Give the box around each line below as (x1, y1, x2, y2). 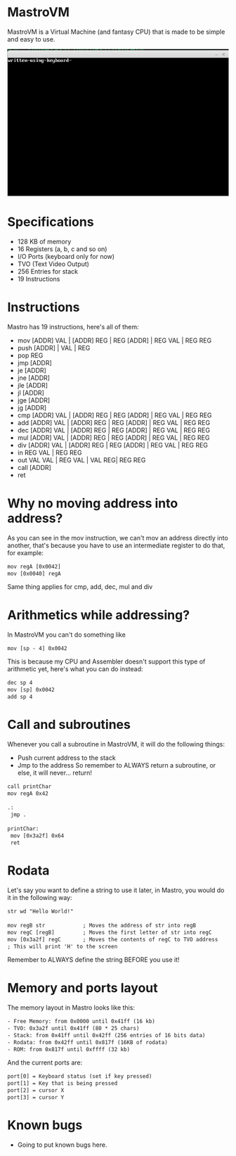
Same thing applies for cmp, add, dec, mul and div (7, 582, 153, 591)
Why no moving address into (7, 495, 178, 512)
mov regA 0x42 (7, 789, 49, 797)
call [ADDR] (17, 463, 51, 471)
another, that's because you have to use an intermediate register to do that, (7, 541, 225, 550)
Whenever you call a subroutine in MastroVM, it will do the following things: (7, 739, 225, 748)
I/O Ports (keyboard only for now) (17, 253, 114, 261)
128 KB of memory (17, 237, 72, 246)
